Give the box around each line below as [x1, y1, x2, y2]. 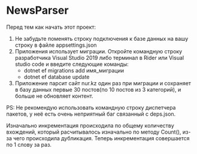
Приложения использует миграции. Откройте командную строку [14, 47, 183, 55]
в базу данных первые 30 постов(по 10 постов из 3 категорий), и [14, 86, 181, 93]
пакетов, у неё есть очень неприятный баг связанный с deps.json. [6, 110, 176, 117]
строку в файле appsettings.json [14, 41, 97, 49]
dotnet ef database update [23, 73, 90, 80]
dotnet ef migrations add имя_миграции [23, 67, 125, 74]
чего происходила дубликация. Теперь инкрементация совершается [13, 134, 190, 141]
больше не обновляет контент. [14, 92, 94, 99]
